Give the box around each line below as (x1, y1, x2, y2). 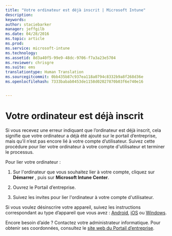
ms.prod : (5, 41, 24, 46)
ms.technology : (5, 50, 38, 55)
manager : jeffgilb (5, 27, 45, 32)
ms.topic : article (5, 36, 45, 42)
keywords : (5, 17, 27, 22)
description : (5, 12, 33, 17)
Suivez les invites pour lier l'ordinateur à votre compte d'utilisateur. (12, 194, 154, 200)
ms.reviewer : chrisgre (5, 60, 54, 65)
